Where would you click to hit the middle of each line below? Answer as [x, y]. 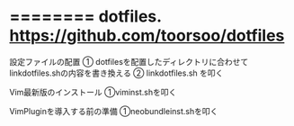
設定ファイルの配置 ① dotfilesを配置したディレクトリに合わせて [129, 61]
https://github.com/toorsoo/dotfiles [147, 36]
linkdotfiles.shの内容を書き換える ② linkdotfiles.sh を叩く [116, 73]
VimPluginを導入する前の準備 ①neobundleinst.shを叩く [114, 111]
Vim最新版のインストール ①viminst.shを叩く [93, 92]
